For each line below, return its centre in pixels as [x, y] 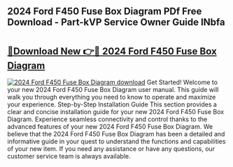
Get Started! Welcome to [182, 82]
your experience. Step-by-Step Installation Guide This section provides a [112, 104]
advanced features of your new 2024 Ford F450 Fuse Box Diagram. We [110, 127]
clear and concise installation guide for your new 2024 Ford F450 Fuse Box [116, 112]
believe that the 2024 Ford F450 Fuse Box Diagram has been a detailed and [116, 134]
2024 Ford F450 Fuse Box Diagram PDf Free [105, 11]
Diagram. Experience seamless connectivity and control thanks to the [107, 119]
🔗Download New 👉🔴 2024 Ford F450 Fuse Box [112, 51]
